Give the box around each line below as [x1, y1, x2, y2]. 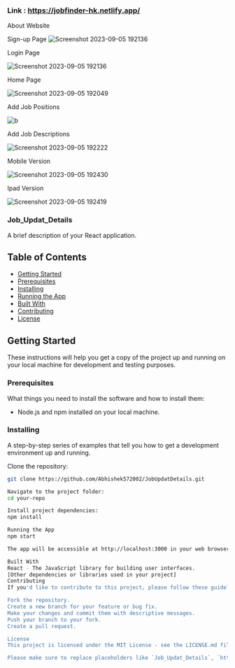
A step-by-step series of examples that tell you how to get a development [7, 441, 219, 449]
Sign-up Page [7, 35, 48, 43]
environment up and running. [7, 448, 91, 457]
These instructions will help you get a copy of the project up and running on [7, 353, 226, 362]
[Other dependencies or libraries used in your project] [7, 571, 177, 578]
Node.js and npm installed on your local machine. [17, 408, 160, 416]
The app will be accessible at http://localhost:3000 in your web [7, 545, 205, 553]
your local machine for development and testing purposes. [7, 361, 176, 369]
